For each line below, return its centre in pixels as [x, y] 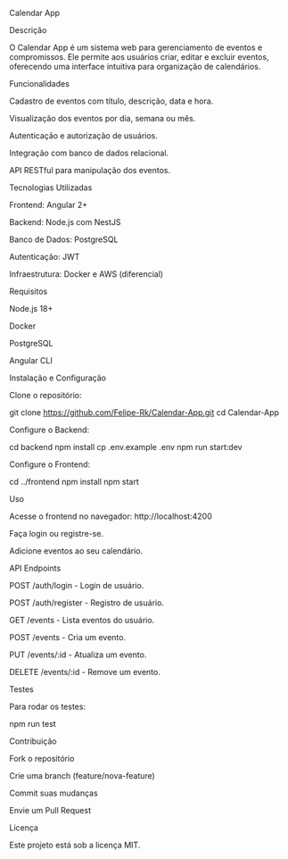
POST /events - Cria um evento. [68, 637]
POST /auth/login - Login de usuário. [77, 585]
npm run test [33, 724]
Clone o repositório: [45, 395]
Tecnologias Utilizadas [51, 188]
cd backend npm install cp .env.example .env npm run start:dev [126, 447]
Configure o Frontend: [50, 464]
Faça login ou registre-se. [57, 534]
